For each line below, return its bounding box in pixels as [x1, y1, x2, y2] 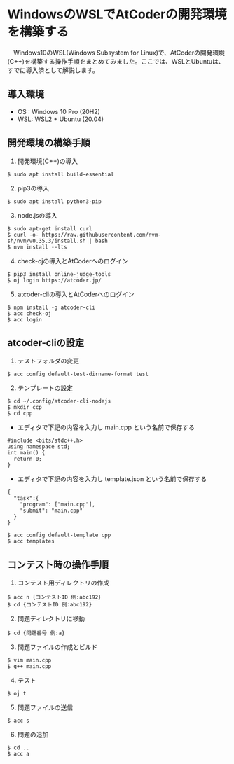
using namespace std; [7, 443, 71, 450]
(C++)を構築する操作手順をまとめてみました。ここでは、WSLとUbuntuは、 [7, 57, 226, 65]
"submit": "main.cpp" [20, 507, 83, 515]
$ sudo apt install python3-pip [7, 197, 102, 205]
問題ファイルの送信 [17, 703, 74, 711]
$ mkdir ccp [7, 404, 42, 411]
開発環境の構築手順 [7, 137, 90, 149]
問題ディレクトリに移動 [17, 614, 85, 623]
